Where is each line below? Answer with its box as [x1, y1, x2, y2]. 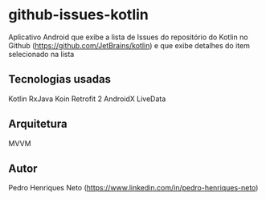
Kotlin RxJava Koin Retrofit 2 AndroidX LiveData [8, 94, 166, 104]
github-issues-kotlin [8, 6, 149, 24]
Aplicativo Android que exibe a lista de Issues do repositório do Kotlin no [8, 32, 248, 42]
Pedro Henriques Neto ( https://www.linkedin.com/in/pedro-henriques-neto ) [8, 183, 259, 193]
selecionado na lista [8, 49, 75, 59]
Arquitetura [8, 117, 68, 131]
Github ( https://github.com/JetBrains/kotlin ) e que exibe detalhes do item [8, 40, 251, 50]
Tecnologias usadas [8, 72, 111, 86]
